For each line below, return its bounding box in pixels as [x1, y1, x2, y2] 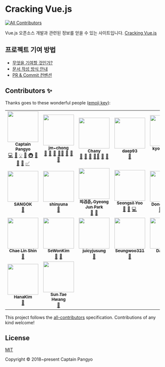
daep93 [122, 148, 137, 154]
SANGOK [14, 201, 32, 207]
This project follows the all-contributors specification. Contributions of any [5, 314, 156, 320]
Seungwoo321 [115, 248, 145, 254]
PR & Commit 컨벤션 [12, 72, 53, 78]
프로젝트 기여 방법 [5, 46, 56, 54]
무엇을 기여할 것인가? [12, 60, 53, 66]
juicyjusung [82, 248, 106, 254]
